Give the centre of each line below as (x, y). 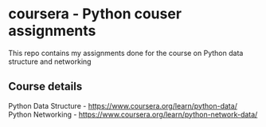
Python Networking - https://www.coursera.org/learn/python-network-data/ (133, 114)
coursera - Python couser (95, 14)
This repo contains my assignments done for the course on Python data (126, 53)
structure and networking (50, 62)
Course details (45, 87)
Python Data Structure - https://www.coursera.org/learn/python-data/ (123, 105)
